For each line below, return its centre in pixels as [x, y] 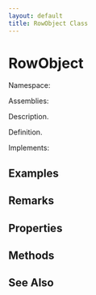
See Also [31, 283]
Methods [31, 256]
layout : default [35, 16]
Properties [35, 228]
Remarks [31, 201]
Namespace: [29, 85]
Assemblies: [29, 101]
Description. [29, 117]
